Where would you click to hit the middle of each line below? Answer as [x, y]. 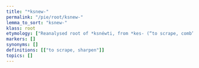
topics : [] [20, 56]
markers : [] [21, 39]
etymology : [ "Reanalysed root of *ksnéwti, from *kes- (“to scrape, [92, 34]
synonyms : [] [22, 45]
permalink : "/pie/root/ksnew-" [45, 17]
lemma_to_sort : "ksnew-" [37, 22]
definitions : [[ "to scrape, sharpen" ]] [55, 50]
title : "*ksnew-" [28, 12]
